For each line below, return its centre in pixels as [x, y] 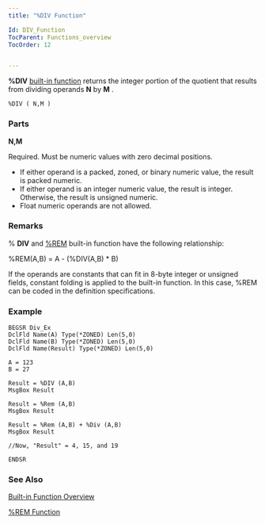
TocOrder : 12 [30, 44]
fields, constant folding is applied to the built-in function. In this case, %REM [133, 282]
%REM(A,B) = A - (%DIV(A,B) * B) [63, 258]
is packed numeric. [51, 180]
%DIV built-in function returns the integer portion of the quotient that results [132, 81]
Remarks [26, 226]
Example [25, 312]
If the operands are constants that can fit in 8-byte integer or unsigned [123, 273]
